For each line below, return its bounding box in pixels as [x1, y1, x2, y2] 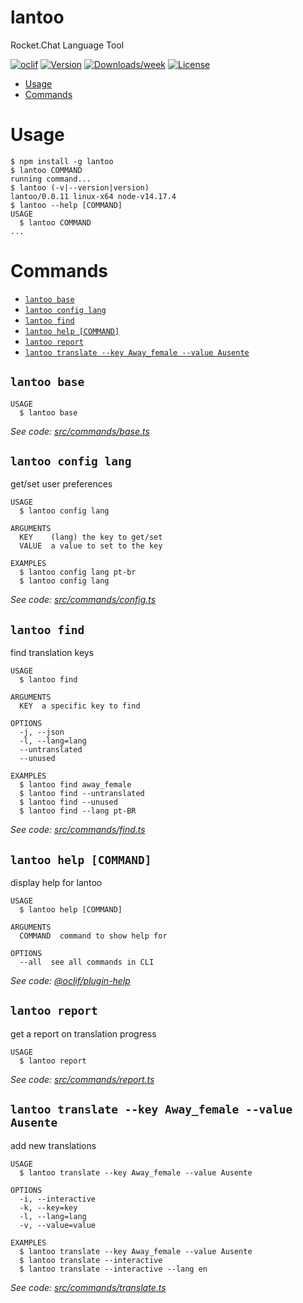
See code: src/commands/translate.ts [10, 1281, 167, 1293]
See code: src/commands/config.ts [10, 594, 157, 606]
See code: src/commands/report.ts [10, 1073, 155, 1085]
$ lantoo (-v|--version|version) [10, 182, 150, 193]
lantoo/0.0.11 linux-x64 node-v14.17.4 [10, 191, 177, 201]
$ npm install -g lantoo [10, 156, 114, 166]
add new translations [10, 1139, 97, 1151]
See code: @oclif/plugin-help [10, 975, 131, 987]
